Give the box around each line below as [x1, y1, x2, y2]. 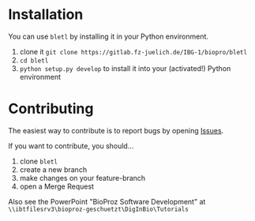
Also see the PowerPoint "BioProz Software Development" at [8, 197, 206, 206]
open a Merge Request [19, 182, 95, 191]
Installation [8, 6, 84, 24]
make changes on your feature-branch [19, 173, 146, 182]
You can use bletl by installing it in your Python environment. [8, 32, 209, 41]
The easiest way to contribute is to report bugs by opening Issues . [8, 125, 224, 135]
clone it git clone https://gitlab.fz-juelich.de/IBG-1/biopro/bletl [19, 47, 247, 56]
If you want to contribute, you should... [8, 140, 134, 151]
